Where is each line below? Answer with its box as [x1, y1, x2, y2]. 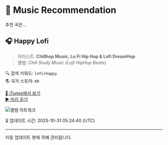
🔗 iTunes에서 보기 [5, 90, 41, 96]
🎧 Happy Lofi [5, 37, 49, 45]
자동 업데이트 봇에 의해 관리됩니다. [5, 134, 72, 140]
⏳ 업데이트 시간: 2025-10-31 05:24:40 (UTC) [5, 117, 95, 124]
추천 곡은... [5, 21, 26, 27]
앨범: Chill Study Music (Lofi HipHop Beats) [17, 59, 106, 65]
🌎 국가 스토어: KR [5, 78, 39, 84]
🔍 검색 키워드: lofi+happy [5, 70, 57, 76]
